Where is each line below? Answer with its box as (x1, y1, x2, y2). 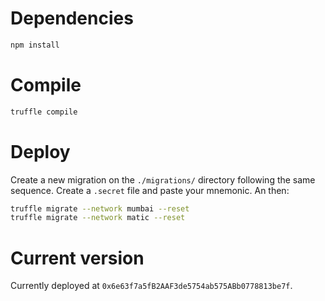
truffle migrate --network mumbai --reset (10, 203, 190, 214)
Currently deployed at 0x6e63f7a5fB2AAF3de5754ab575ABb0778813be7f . (10, 280, 293, 292)
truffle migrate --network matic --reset (10, 213, 186, 223)
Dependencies (10, 7, 134, 30)
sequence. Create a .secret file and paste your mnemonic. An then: (10, 184, 290, 196)
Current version (10, 247, 145, 269)
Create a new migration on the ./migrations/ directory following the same (10, 173, 316, 186)
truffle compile (10, 107, 78, 117)
